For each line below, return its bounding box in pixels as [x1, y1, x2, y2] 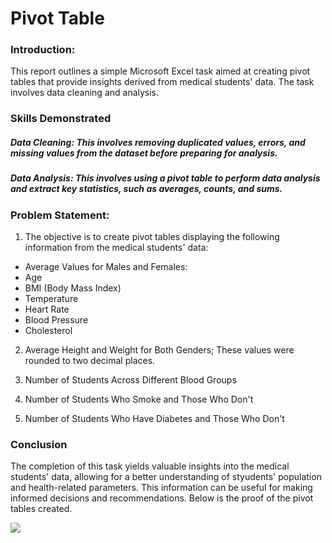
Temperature [24, 293, 79, 305]
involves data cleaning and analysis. [10, 87, 160, 99]
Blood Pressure [24, 314, 89, 326]
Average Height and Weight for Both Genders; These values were [24, 344, 295, 356]
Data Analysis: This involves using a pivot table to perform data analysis [10, 172, 321, 184]
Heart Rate [24, 303, 70, 316]
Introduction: [10, 43, 76, 57]
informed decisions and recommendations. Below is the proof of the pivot [10, 492, 314, 504]
